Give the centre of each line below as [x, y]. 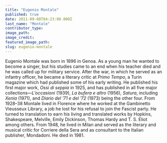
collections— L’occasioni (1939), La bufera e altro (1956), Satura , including [82, 93]
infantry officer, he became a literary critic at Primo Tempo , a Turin [74, 77]
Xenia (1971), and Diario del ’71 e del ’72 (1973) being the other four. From [80, 98]
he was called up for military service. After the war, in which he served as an [84, 71]
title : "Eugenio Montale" [32, 10]
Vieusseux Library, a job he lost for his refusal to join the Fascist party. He [81, 109]
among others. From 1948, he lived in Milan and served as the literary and [81, 125]
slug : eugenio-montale [29, 47]
